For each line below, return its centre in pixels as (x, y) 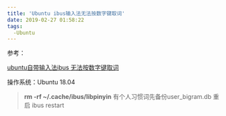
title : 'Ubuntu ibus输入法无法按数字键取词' (66, 13)
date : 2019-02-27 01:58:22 (46, 20)
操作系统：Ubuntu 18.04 (41, 82)
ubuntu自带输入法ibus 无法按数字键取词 (63, 68)
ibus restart (48, 105)
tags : (15, 26)
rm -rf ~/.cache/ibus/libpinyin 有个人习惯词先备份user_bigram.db (117, 97)
